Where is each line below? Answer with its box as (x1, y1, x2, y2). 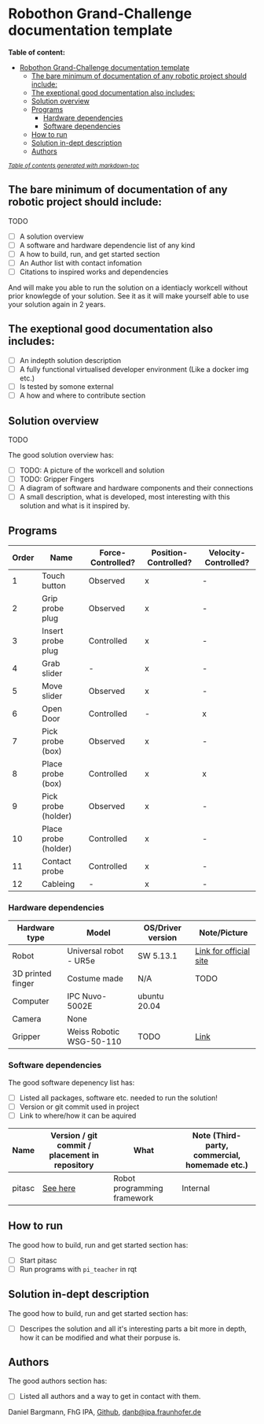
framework (113, 1192, 154, 1203)
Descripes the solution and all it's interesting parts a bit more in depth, (19, 1324, 247, 1333)
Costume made (66, 973, 124, 985)
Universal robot (66, 946, 124, 957)
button (42, 580, 67, 591)
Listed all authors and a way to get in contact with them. (19, 1392, 201, 1401)
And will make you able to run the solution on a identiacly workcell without (8, 283, 248, 292)
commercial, (192, 1149, 241, 1160)
